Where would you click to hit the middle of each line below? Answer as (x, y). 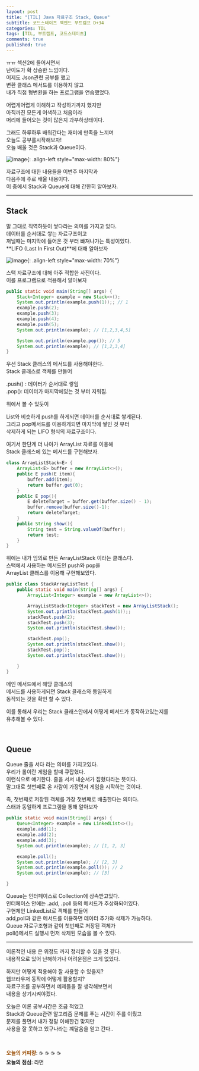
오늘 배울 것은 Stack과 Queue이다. (46, 147)
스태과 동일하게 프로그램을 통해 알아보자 (52, 807)
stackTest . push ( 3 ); (52, 622)
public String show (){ (45, 524)
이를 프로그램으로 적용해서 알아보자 (46, 280)
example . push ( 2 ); (38, 308)
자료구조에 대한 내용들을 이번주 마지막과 (52, 171)
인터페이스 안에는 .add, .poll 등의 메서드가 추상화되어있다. (73, 903)
